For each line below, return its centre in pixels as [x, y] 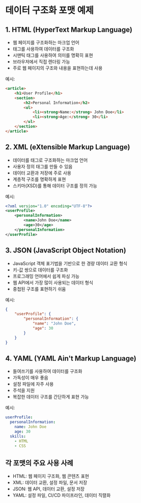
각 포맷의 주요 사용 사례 [39, 463]
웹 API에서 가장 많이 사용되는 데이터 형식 [53, 282]
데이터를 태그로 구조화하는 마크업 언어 [50, 160]
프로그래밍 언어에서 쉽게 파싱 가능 [46, 276]
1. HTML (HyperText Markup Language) [69, 29]
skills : [18, 436]
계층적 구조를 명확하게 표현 [39, 179]
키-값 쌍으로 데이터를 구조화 [40, 270]
